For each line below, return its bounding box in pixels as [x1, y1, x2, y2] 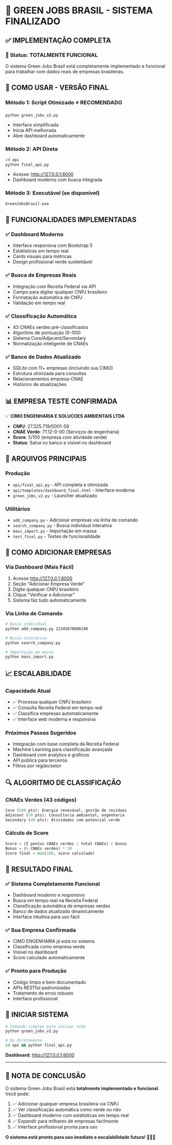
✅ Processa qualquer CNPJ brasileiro [12, 698, 92, 705]
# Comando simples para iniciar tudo [5, 1024, 86, 1029]
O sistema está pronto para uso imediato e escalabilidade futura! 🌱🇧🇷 [5, 1134, 156, 1140]
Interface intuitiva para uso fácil [12, 914, 80, 920]
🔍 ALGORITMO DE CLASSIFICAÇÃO [5, 778, 121, 787]
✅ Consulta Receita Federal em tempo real [12, 704, 102, 710]
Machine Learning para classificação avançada [12, 746, 113, 752]
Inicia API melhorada [12, 127, 56, 133]
